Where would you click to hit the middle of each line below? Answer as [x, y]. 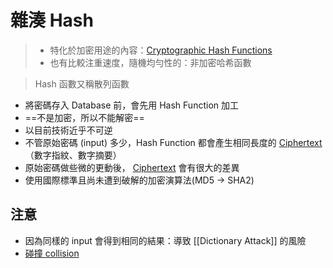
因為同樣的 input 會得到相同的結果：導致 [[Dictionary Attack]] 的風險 [165, 240]
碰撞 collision [52, 253]
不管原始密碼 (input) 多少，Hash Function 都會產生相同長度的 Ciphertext [173, 142]
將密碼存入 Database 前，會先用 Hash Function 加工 [131, 105]
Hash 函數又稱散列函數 [82, 83]
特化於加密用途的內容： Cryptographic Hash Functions [161, 50]
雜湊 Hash [52, 20]
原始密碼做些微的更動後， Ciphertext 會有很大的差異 [132, 167]
